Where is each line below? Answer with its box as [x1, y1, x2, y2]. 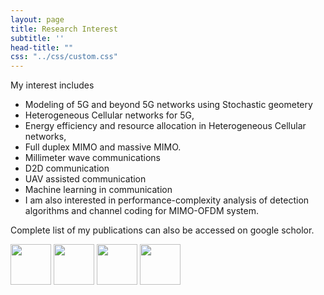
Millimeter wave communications [24, 152, 161, 164]
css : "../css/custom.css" [10, 52, 118, 62]
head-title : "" [10, 42, 74, 53]
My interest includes [10, 79, 95, 91]
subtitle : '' [10, 33, 65, 43]
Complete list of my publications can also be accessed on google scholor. [10, 224, 315, 236]
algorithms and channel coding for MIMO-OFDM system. [24, 205, 260, 217]
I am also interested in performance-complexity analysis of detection [24, 194, 310, 206]
